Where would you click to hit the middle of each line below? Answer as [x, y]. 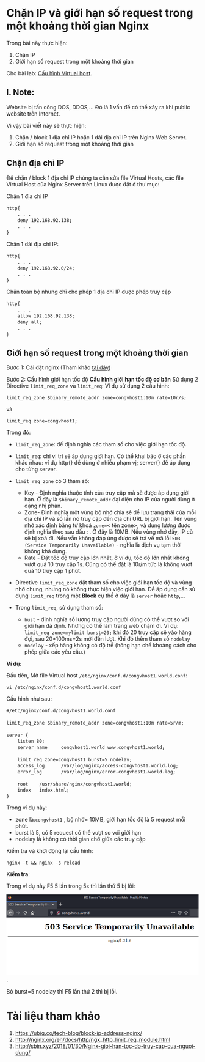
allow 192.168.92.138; [46, 316]
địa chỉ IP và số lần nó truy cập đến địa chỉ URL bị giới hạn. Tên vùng [110, 519]
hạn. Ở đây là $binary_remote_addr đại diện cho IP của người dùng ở [110, 500]
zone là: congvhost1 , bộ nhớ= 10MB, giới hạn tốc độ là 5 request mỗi [100, 820]
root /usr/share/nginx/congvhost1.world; [75, 784]
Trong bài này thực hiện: [37, 43]
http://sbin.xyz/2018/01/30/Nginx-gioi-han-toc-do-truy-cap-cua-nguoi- [105, 1046]
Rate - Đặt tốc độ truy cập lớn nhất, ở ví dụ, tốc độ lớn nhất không [107, 558]
